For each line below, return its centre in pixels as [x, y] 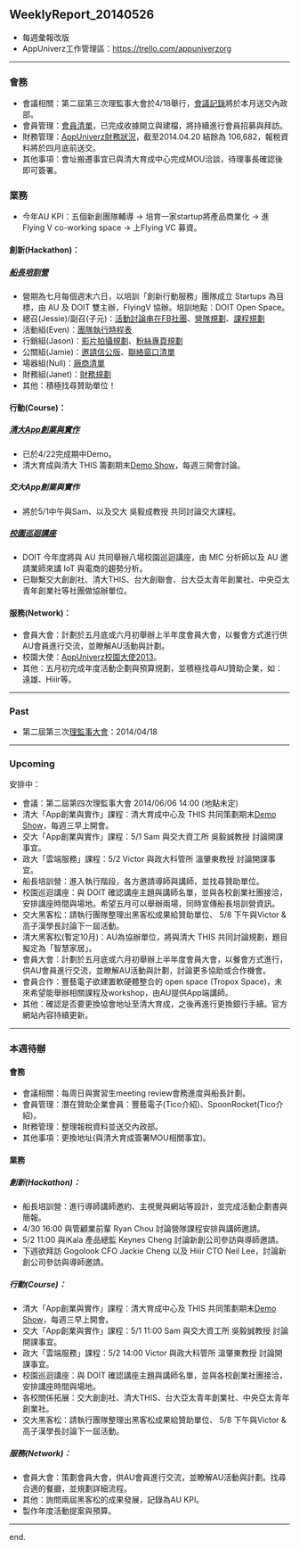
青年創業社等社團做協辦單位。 [77, 591]
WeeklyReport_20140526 [82, 15]
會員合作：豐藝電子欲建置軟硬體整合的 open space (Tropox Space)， [148, 982]
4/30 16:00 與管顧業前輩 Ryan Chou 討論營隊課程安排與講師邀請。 [143, 1228]
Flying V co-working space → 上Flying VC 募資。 [112, 228]
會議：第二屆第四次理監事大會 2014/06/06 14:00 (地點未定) [130, 803]
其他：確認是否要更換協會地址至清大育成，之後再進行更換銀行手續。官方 [154, 1004]
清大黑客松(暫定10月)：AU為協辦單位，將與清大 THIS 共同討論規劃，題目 [155, 937]
